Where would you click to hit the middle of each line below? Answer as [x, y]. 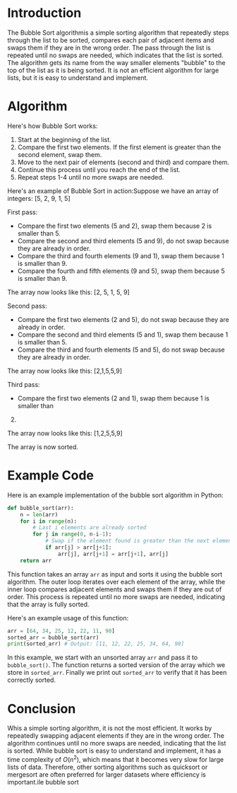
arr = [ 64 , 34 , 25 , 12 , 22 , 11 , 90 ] [61, 631]
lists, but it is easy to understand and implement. [78, 77]
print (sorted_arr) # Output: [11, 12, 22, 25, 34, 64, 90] [96, 644]
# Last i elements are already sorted [90, 528]
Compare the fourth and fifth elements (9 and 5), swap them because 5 [121, 271]
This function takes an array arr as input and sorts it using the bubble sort [115, 574]
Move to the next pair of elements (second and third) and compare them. [123, 162]
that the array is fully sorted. [48, 604]
